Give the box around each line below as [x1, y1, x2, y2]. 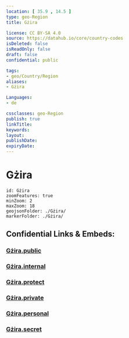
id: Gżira [6, 188, 30, 194]
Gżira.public [6, 247, 42, 255]
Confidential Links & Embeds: [6, 229, 115, 239]
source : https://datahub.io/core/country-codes [6, 36, 124, 42]
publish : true [6, 116, 41, 122]
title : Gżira [6, 19, 38, 25]
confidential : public [6, 57, 59, 63]
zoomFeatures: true [6, 192, 53, 199]
